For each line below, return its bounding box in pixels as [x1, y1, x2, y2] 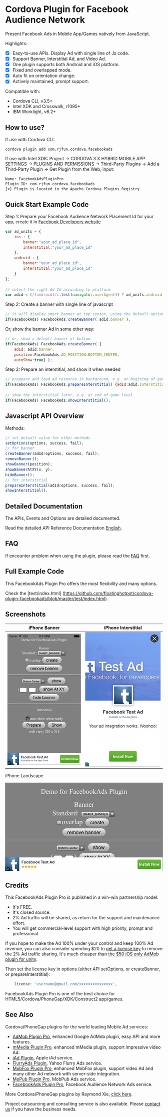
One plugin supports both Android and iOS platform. [12, 62, 120, 68]
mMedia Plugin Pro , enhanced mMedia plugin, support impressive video [12, 1044, 161, 1050]
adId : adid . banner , [14, 347, 55, 352]
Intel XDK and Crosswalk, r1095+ [12, 104, 81, 110]
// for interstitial [5, 477, 48, 482]
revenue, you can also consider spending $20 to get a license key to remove [5, 946, 163, 952]
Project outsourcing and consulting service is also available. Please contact [5, 1100, 161, 1106]
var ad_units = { [5, 229, 41, 234]
